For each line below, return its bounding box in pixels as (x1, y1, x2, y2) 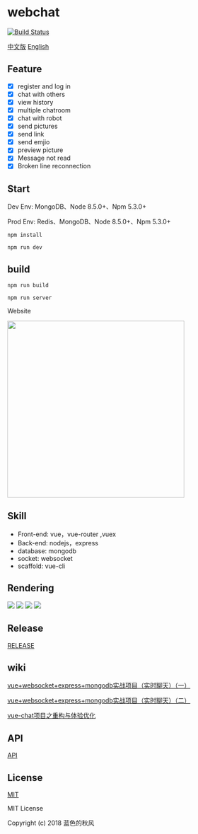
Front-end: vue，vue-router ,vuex (17, 530, 117, 538)
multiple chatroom (17, 105, 71, 114)
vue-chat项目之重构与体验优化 (7, 712, 96, 720)
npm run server (7, 294, 52, 301)
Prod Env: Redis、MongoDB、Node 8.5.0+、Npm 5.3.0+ (7, 217, 171, 226)
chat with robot (17, 114, 62, 122)
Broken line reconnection (17, 162, 91, 170)
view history (17, 98, 54, 106)
